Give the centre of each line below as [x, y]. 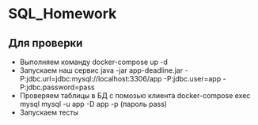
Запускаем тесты [49, 112]
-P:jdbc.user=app [192, 79]
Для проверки [46, 43]
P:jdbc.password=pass [57, 87]
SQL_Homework [63, 14]
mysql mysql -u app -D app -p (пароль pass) [93, 104]
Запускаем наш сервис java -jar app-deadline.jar [101, 70]
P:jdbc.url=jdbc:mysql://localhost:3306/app [91, 79]
